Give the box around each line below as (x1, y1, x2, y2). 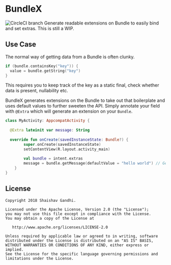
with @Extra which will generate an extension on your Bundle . (5, 108, 133, 115)
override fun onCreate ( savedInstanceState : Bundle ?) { (10, 137, 129, 142)
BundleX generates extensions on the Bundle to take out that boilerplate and (5, 97, 165, 103)
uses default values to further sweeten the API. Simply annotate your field (5, 103, 160, 109)
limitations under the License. (5, 256, 74, 261)
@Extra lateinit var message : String (10, 128, 90, 133)
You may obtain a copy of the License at (5, 216, 95, 221)
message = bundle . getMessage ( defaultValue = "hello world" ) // (23, 161, 160, 166)
